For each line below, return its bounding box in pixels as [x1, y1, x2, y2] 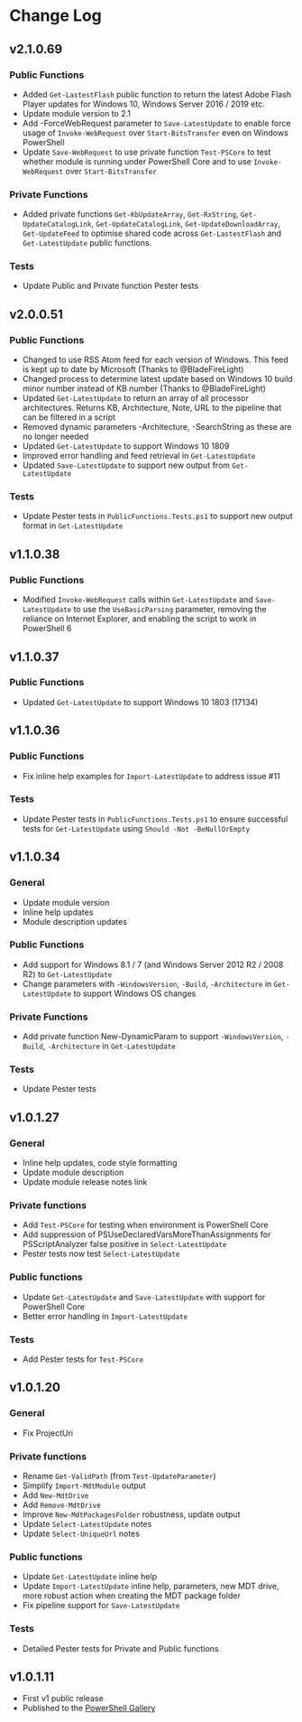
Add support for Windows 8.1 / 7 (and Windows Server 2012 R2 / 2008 [22, 959, 284, 970]
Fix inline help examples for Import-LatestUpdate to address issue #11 [22, 770, 281, 781]
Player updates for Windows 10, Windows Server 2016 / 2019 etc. [22, 98, 265, 109]
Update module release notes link [22, 1177, 148, 1187]
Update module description [22, 1167, 124, 1178]
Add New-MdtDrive [22, 1489, 89, 1500]
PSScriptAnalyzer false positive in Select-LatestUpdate [22, 1239, 227, 1250]
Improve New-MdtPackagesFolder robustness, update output [22, 1509, 241, 1520]
